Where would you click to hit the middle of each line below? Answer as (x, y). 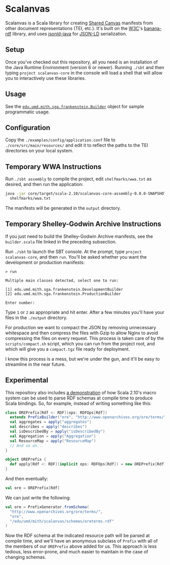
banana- (153, 28)
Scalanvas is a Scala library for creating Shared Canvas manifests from (79, 23)
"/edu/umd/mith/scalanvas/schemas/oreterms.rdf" (62, 521)
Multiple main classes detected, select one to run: (62, 280)
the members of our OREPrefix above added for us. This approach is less (81, 546)
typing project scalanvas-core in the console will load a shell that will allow (84, 73)
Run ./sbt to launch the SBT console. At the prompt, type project (74, 252)
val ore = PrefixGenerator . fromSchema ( (47, 507)
